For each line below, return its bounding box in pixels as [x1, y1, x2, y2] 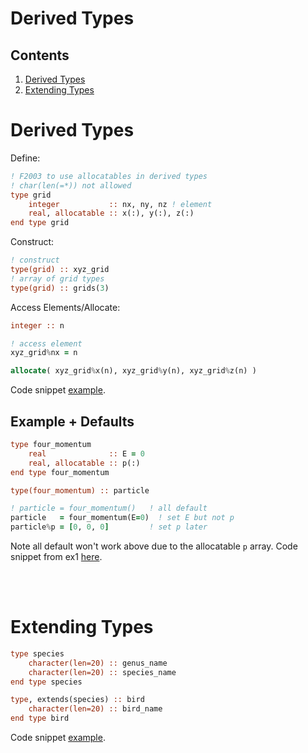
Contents [10, 47, 70, 64]
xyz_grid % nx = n [10, 348, 78, 358]
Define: [10, 152, 41, 164]
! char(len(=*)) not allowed [10, 180, 132, 191]
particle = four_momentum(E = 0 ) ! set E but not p [10, 513, 235, 523]
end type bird [10, 713, 70, 724]
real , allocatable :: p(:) [28, 458, 141, 468]
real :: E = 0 [28, 448, 145, 459]
